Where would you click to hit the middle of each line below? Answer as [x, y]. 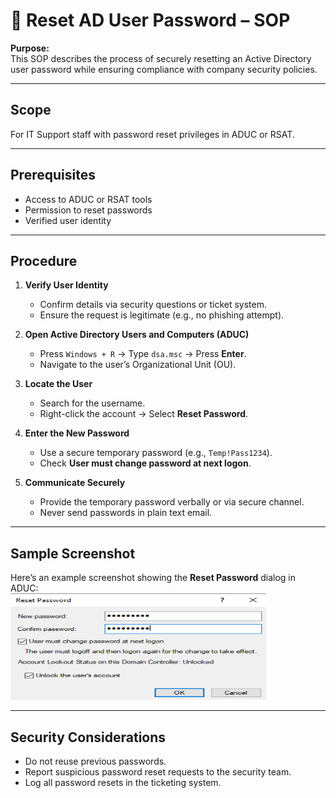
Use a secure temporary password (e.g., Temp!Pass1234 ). [156, 453]
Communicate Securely [75, 483]
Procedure [44, 260]
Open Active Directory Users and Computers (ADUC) [137, 335]
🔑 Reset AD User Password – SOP [150, 20]
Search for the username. [92, 403]
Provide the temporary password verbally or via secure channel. [172, 502]
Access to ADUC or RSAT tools [88, 199]
